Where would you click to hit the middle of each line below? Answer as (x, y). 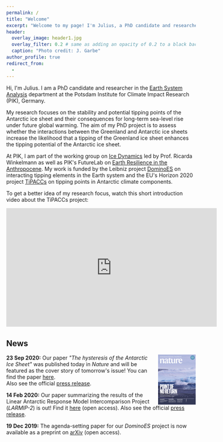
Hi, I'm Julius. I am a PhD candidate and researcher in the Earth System (94, 88)
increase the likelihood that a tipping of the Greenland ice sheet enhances (98, 138)
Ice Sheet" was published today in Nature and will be (72, 364)
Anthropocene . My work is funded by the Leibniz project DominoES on (94, 169)
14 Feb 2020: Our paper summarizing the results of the (75, 395)
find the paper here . (31, 377)
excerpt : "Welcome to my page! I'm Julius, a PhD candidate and (88, 25)
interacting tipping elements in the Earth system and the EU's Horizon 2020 (100, 175)
